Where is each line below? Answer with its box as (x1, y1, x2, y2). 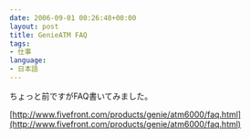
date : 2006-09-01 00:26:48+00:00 (9, 13, 137, 23)
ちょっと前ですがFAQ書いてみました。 (9, 91, 153, 102)
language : (9, 56, 47, 65)
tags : (9, 38, 30, 48)
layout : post (9, 22, 59, 31)
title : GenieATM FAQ (9, 30, 89, 39)
